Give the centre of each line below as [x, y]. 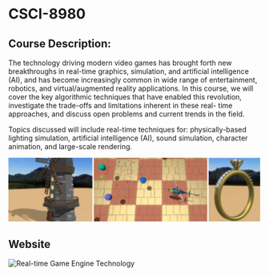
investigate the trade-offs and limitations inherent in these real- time [120, 106]
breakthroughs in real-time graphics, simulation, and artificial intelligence [129, 71]
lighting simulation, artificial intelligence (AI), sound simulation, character [128, 138]
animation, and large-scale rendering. [70, 146]
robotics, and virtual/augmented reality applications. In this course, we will [131, 88]
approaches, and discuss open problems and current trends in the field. [126, 114]
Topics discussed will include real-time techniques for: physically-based [127, 130]
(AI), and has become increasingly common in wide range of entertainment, [133, 80]
